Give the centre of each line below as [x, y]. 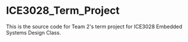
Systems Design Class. [33, 32]
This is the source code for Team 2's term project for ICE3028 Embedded [94, 26]
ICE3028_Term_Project [63, 11]
